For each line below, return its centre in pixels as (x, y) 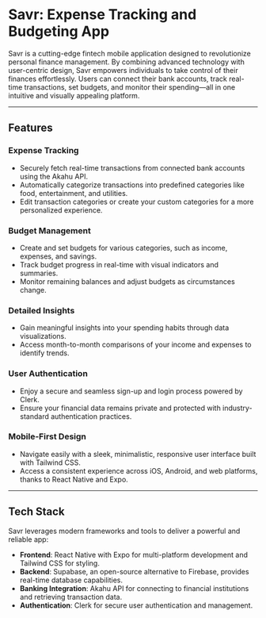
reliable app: (28, 539)
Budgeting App (59, 31)
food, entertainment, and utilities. (74, 193)
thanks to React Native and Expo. (74, 479)
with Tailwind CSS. (50, 463)
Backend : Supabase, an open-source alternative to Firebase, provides (134, 571)
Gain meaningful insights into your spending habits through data (124, 328)
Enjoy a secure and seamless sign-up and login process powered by (131, 391)
